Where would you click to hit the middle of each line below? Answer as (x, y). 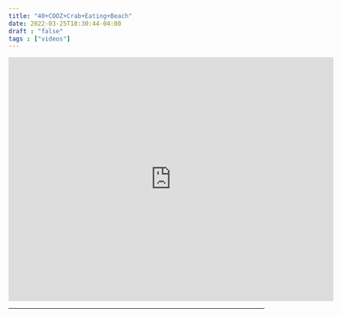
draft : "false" (36, 31)
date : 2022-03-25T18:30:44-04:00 (65, 24)
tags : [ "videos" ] (39, 39)
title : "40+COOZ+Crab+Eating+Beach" (70, 16)
